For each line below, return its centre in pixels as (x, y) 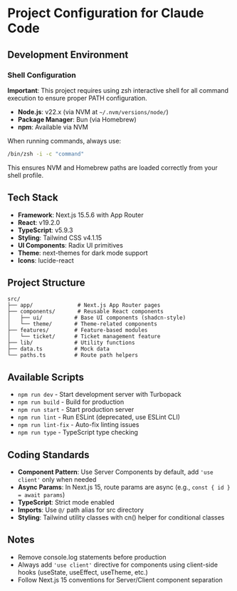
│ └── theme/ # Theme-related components (83, 324)
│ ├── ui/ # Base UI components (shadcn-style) (97, 318)
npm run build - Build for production (71, 402)
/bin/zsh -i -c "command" (46, 154)
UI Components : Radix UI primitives (70, 245)
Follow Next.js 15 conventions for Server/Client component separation (120, 580)
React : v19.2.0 (39, 222)
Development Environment (68, 55)
